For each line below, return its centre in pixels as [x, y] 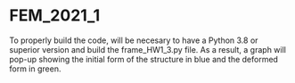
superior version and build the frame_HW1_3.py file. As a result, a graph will [148, 49]
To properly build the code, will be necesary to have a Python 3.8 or [134, 40]
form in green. [35, 69]
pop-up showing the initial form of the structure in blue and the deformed [144, 59]
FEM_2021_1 [55, 16]
